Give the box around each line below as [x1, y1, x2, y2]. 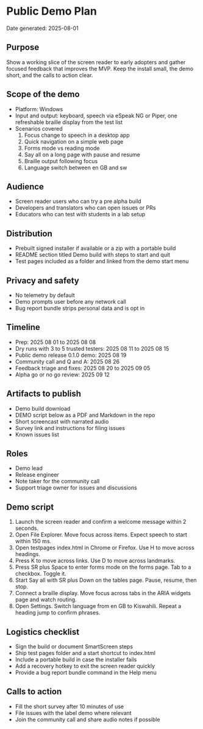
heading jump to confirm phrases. [15, 609, 101, 617]
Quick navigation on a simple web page [24, 137, 124, 145]
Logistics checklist [6, 626, 80, 637]
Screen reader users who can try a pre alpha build [15, 197, 141, 205]
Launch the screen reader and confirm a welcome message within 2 [15, 518, 187, 526]
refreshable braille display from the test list [15, 118, 123, 126]
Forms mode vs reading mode [24, 144, 100, 152]
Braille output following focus [24, 157, 98, 164]
